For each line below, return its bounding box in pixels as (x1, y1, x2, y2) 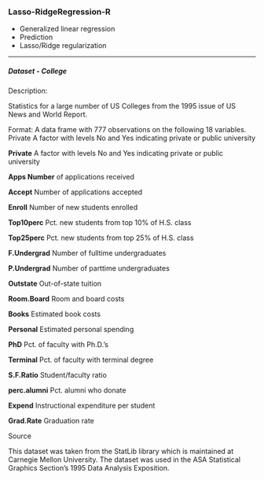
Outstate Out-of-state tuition (8, 279, 102, 289)
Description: (8, 86, 48, 96)
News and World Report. (8, 109, 88, 120)
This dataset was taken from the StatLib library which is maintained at (8, 447, 234, 456)
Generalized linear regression (19, 24, 115, 34)
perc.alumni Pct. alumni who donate (8, 386, 126, 395)
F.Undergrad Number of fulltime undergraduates (8, 249, 167, 258)
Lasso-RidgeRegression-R (8, 6, 112, 17)
